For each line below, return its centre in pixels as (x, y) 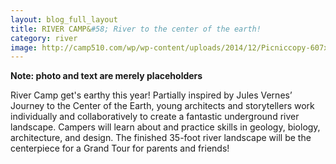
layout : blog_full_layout (64, 19)
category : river (44, 38)
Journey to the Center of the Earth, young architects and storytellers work (162, 106)
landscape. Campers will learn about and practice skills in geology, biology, (165, 127)
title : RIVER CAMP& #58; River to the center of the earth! (136, 29)
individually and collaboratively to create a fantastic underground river (155, 117)
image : (24, 47)
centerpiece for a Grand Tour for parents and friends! (120, 148)
